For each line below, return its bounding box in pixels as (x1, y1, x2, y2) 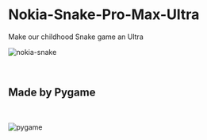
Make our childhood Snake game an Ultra (8, 32, 144, 41)
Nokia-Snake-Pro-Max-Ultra (8, 6, 200, 24)
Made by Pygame (8, 86, 96, 99)
